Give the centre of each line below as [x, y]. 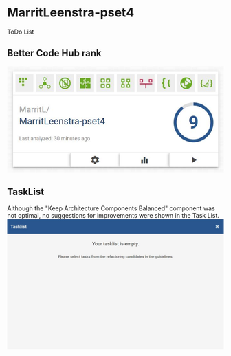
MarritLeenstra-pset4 [71, 13]
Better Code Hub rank [54, 53]
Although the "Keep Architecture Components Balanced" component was [111, 208]
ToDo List [21, 32]
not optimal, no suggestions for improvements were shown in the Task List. [113, 216]
